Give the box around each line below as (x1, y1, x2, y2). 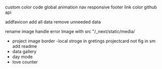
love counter (12, 59, 38, 65)
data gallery (12, 49, 37, 54)
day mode (12, 54, 33, 60)
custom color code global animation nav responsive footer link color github (5, 4, 157, 10)
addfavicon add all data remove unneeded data (5, 19, 101, 25)
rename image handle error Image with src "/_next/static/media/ (5, 29, 135, 34)
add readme (12, 43, 37, 49)
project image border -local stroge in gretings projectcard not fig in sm (12, 38, 156, 44)
